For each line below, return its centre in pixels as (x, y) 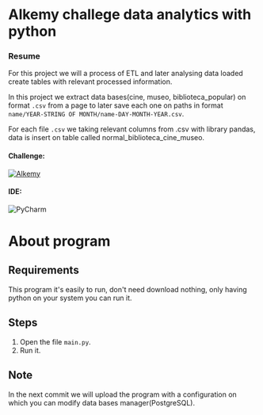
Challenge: (27, 156)
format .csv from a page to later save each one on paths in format (116, 105)
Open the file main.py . (55, 341)
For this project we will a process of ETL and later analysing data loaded (126, 74)
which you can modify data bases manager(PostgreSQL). (102, 402)
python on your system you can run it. (70, 298)
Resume (25, 56)
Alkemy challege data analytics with (130, 15)
